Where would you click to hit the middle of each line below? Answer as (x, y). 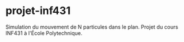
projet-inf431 (38, 11)
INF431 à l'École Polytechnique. (44, 33)
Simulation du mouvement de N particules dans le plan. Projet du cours (92, 27)
